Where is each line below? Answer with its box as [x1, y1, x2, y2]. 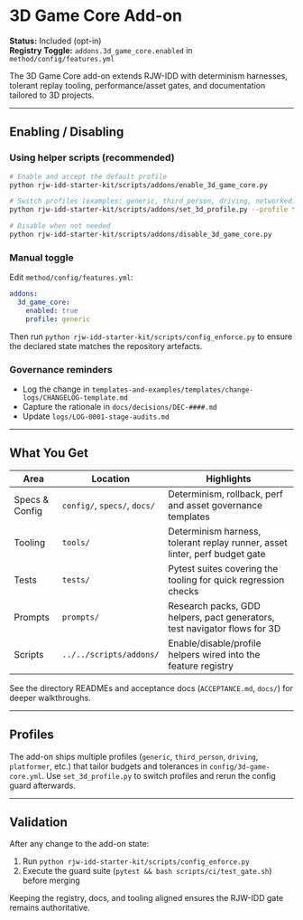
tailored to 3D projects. [9, 90, 95, 100]
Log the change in [22, 384, 90, 394]
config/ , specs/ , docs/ [61, 498, 156, 511]
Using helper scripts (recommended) [9, 151, 175, 164]
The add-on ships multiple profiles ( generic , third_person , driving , [9, 751, 259, 762]
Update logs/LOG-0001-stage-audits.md [22, 411, 170, 422]
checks [168, 584, 199, 597]
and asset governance [168, 498, 263, 511]
